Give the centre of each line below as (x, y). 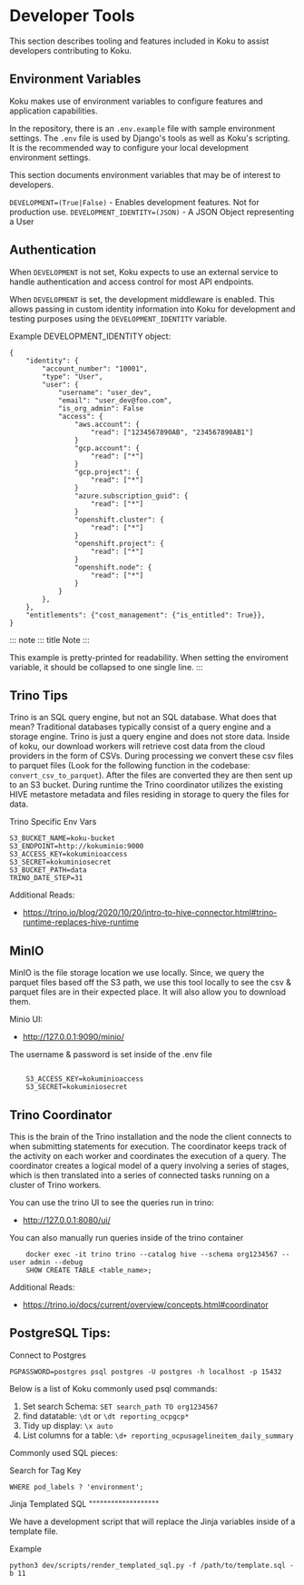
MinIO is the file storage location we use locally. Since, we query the (137, 973)
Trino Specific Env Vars (53, 822)
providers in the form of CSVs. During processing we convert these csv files (152, 756)
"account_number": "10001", (95, 369)
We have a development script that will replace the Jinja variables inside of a (152, 1521)
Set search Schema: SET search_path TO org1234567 (120, 1406)
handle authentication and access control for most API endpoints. (132, 282)
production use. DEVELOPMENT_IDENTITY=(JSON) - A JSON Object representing (152, 212)
